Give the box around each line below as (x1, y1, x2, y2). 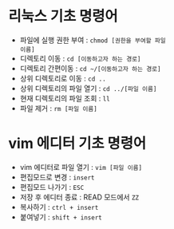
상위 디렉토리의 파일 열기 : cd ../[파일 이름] (19, 83, 157, 93)
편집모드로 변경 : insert (19, 172, 95, 182)
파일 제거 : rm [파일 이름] (19, 103, 97, 113)
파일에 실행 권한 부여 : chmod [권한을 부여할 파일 (19, 35, 166, 45)
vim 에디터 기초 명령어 (8, 135, 146, 152)
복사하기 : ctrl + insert (19, 202, 99, 211)
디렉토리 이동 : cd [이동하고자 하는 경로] (19, 53, 141, 63)
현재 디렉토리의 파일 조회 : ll (19, 93, 110, 103)
